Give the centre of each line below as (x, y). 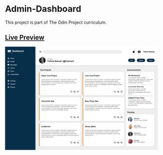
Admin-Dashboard (43, 9)
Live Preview (25, 38)
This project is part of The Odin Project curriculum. (56, 22)
